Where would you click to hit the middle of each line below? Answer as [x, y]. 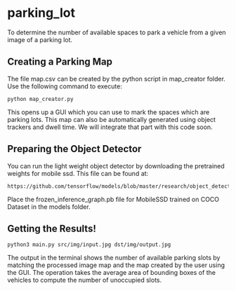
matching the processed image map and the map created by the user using [116, 265]
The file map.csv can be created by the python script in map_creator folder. [117, 79]
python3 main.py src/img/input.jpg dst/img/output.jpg [89, 245]
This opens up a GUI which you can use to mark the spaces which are [109, 112]
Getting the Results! [52, 228]
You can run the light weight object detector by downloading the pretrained [116, 165]
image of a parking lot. [40, 39]
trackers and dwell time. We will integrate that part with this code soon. [110, 127]
